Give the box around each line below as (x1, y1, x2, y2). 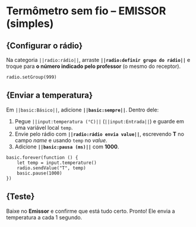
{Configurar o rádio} (6, 41, 83, 51)
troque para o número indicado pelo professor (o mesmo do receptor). (6, 63, 181, 70)
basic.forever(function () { (6, 154, 78, 160)
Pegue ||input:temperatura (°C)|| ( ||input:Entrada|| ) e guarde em (14, 117, 184, 125)
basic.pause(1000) (17, 170, 62, 176)
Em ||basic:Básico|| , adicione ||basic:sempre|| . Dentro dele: (6, 106, 159, 113)
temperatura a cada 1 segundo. (6, 213, 83, 221)
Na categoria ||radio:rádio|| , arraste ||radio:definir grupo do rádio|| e (6, 57, 191, 63)
